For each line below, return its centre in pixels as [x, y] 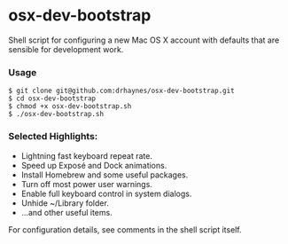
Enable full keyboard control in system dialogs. [106, 193]
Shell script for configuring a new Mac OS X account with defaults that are [144, 40]
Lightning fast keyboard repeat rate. [86, 155]
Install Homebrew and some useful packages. [105, 175]
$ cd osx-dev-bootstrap [52, 98]
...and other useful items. [66, 212]
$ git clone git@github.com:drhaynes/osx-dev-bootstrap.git [122, 91]
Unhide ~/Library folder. [65, 203]
